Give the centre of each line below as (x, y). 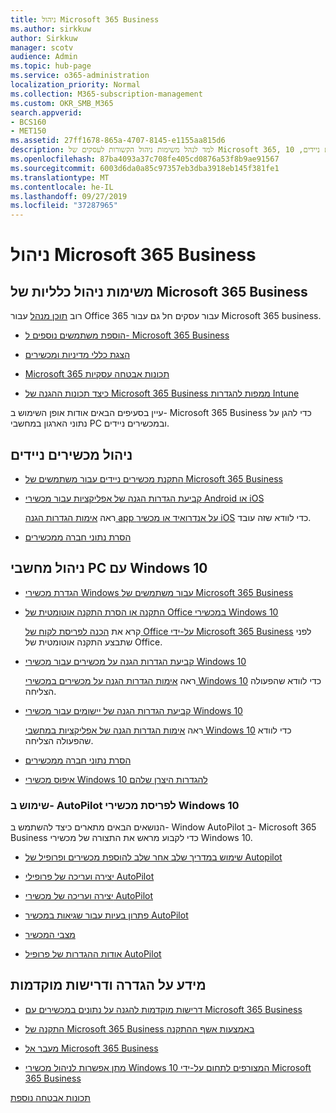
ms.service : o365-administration (80, 76)
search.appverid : (46, 112)
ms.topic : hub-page (51, 66)
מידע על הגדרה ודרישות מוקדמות (108, 985)
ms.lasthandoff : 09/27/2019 (69, 196)
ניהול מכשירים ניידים (71, 454)
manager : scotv (42, 47)
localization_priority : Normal (75, 85)
